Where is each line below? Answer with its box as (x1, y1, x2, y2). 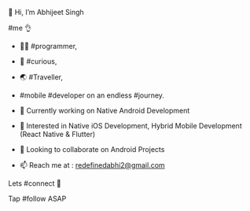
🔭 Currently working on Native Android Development (19, 106, 190, 115)
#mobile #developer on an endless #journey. (19, 91, 165, 100)
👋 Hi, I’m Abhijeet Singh (8, 8, 84, 17)
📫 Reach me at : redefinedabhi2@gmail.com (19, 161, 165, 169)
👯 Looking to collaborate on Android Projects (19, 145, 165, 154)
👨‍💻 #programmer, (19, 42, 77, 50)
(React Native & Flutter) (19, 130, 96, 139)
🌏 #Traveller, (19, 72, 64, 82)
